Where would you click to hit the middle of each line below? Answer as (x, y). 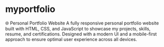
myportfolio (30, 9)
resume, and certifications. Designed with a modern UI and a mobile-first (81, 34)
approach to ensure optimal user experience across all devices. (71, 39)
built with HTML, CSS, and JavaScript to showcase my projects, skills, (78, 28)
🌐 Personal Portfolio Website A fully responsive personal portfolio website (82, 23)
